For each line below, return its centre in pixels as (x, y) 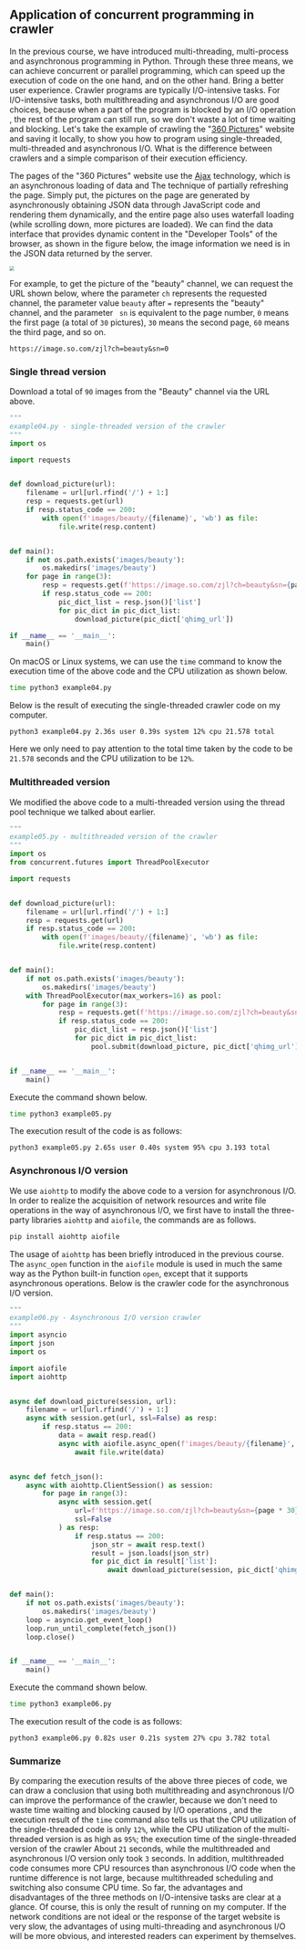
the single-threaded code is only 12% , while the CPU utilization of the (138, 1829)
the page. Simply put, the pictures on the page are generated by (130, 194)
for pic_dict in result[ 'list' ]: (154, 1562)
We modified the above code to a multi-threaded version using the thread (147, 802)
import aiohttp (38, 1377)
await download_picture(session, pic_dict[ (191, 1570)
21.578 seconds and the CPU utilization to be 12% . (102, 759)
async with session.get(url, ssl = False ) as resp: (122, 1419)
